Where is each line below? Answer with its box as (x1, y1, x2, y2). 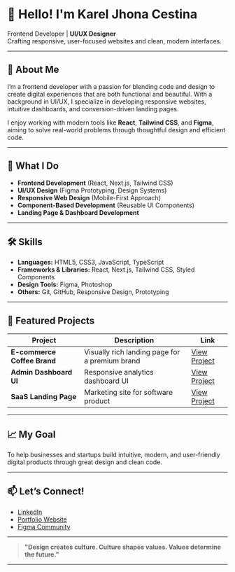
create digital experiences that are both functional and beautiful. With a (7, 90, 213, 98)
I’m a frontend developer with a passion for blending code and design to (7, 82, 215, 90)
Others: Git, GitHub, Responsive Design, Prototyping (17, 288, 169, 296)
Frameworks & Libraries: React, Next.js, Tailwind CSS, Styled (17, 265, 195, 274)
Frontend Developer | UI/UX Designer (7, 29, 117, 38)
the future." (24, 550, 59, 559)
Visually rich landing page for (83, 347, 180, 357)
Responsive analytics (83, 368, 154, 377)
